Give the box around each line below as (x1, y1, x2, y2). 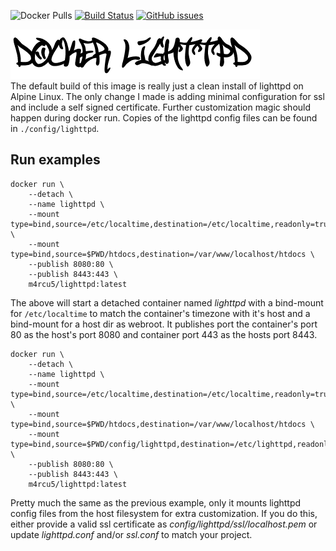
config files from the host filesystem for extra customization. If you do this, (10, 507, 318, 519)
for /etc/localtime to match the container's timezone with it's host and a (10, 307, 311, 319)
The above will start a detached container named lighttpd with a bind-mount (10, 296, 324, 309)
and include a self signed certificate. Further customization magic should (10, 101, 312, 113)
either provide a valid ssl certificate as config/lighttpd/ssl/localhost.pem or (10, 518, 318, 530)
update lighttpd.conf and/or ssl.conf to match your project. (10, 528, 253, 540)
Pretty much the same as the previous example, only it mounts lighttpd (10, 496, 302, 509)
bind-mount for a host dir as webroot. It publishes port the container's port (10, 318, 318, 330)
